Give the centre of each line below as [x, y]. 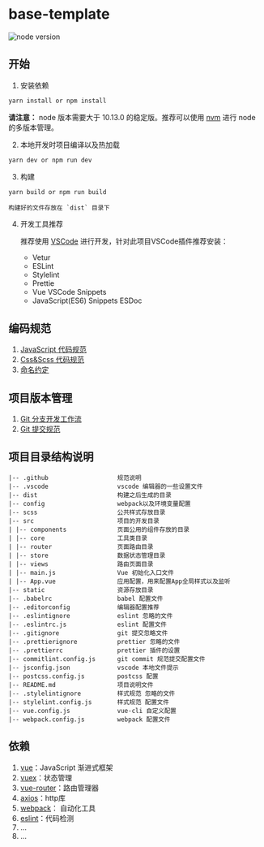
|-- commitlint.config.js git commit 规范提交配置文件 [107, 659]
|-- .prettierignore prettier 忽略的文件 [94, 642]
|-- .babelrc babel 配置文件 [86, 599]
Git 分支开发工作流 [51, 419]
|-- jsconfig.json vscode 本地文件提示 [94, 668]
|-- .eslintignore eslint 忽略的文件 [91, 616]
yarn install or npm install [57, 101]
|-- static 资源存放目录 [81, 590]
